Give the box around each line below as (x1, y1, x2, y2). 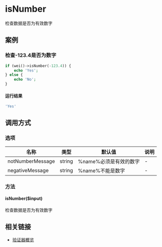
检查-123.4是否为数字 (5, 52, 56, 59)
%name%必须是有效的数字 (78, 158, 140, 165)
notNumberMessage (7, 158, 55, 165)
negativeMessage (7, 167, 49, 173)
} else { (5, 73, 23, 77)
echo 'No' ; (14, 77, 36, 82)
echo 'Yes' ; (14, 68, 38, 73)
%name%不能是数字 (78, 167, 125, 174)
